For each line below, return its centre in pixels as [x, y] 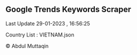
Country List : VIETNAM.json [40, 35]
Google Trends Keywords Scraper [68, 10]
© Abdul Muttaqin [27, 46]
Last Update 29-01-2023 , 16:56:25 [48, 23]
